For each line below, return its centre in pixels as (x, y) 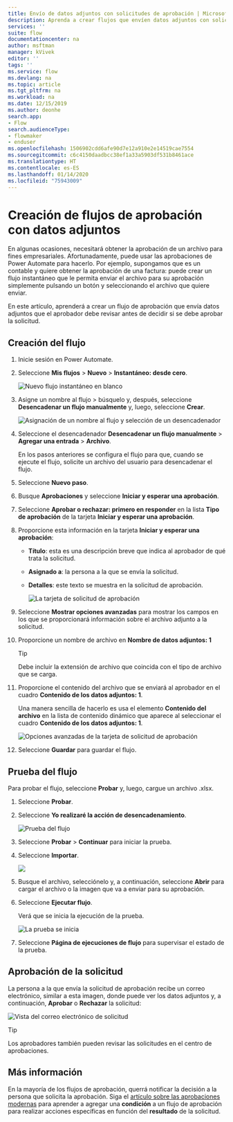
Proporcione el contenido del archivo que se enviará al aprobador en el (119, 688)
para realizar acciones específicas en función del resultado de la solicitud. (114, 1111)
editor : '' (24, 59)
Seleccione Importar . (48, 855)
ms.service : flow (33, 71)
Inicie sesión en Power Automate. (65, 360)
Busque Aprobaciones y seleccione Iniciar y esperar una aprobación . (119, 496)
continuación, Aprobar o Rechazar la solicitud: (75, 1003)
